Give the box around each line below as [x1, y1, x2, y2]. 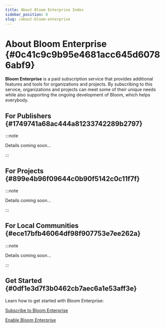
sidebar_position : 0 [5, 12, 48, 17]
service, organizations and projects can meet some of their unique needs [5, 86, 156, 92]
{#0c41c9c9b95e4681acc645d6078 [5, 48, 160, 60]
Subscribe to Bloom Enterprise [5, 307, 68, 313]
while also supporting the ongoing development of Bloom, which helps [5, 92, 150, 98]
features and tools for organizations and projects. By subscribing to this [5, 81, 152, 87]
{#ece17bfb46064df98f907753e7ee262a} [5, 229, 141, 238]
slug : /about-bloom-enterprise [5, 16, 70, 21]
